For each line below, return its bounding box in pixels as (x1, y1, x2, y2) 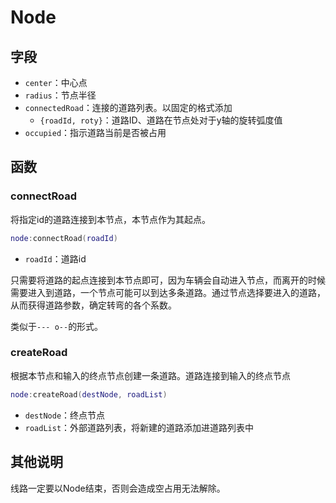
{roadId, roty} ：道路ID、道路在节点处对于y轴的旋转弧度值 (39, 114, 283, 126)
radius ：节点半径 (24, 89, 97, 101)
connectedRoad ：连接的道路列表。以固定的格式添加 (24, 102, 233, 113)
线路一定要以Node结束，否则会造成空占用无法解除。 (10, 482, 226, 494)
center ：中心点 (24, 77, 88, 88)
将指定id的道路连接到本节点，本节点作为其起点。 (10, 213, 211, 225)
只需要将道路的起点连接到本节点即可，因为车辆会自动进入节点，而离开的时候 (10, 274, 326, 286)
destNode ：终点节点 (24, 409, 106, 421)
